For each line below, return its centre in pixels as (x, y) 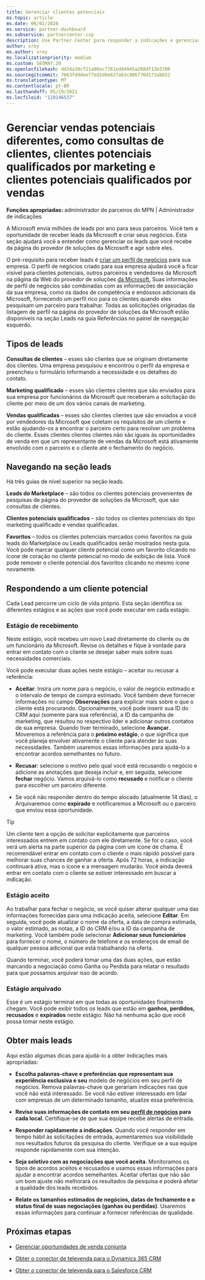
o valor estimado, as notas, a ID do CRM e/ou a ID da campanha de (91, 928)
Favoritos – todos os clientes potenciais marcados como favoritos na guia (99, 537)
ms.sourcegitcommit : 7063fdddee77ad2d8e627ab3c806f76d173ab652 (88, 75)
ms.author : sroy (27, 52)
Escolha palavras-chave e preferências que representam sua (94, 1074)
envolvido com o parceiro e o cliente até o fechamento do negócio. (91, 447)
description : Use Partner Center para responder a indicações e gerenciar (103, 40)
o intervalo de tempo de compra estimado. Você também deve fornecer (105, 695)
